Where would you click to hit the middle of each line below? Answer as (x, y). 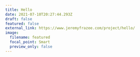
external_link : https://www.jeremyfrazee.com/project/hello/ (70, 28)
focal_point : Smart (30, 42)
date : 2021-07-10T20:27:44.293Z (39, 14)
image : (12, 33)
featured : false (22, 24)
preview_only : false (31, 47)
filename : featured (30, 38)
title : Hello (19, 10)
